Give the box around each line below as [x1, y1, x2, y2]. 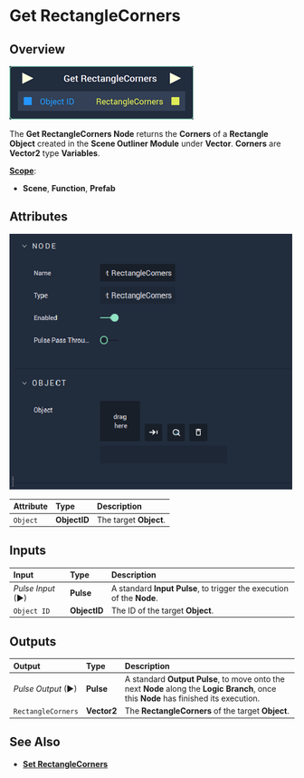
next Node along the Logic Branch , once [125, 683, 277, 694]
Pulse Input [13, 582, 56, 594]
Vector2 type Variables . [9, 148, 100, 159]
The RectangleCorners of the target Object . [125, 705, 290, 716]
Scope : [9, 165, 37, 176]
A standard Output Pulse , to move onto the [125, 673, 285, 685]
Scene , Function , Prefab [22, 183, 116, 193]
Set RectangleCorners [22, 758, 109, 769]
